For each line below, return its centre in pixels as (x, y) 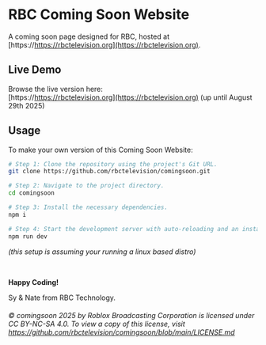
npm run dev (28, 236)
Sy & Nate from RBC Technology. (62, 298)
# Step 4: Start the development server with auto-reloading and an (123, 229)
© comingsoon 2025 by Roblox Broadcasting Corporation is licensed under (131, 316)
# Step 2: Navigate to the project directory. (86, 186)
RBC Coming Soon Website (99, 15)
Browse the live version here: (55, 89)
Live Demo (35, 70)
